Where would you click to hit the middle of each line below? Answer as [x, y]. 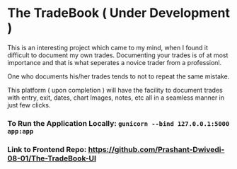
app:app [21, 131]
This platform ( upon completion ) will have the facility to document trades [115, 90]
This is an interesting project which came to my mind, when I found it [108, 47]
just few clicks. [29, 105]
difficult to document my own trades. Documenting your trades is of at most [118, 55]
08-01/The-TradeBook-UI [52, 158]
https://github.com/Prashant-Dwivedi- [156, 149]
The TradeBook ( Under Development [119, 13]
